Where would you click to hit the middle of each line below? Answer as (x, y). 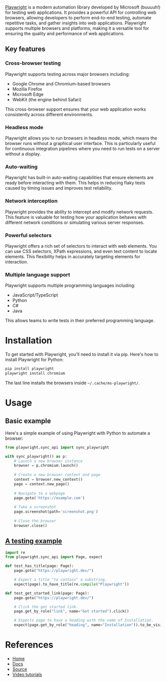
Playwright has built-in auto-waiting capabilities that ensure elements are (80, 178)
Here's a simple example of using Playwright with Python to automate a (78, 433)
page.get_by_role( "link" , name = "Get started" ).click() (72, 612)
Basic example (28, 421)
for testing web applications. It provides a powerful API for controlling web (81, 12)
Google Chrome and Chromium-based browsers (61, 83)
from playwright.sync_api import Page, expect (54, 557)
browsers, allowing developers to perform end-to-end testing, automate (78, 18)
